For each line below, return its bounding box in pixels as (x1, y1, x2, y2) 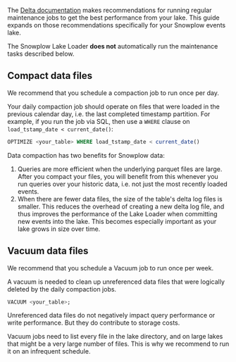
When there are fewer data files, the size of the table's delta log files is (17, 194, 223, 203)
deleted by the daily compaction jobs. (7, 285, 117, 293)
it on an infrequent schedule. (7, 347, 91, 356)
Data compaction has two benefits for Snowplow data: (7, 151, 166, 159)
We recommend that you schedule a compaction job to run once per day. (7, 88, 220, 97)
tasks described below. (7, 49, 75, 58)
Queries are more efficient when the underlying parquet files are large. (17, 165, 223, 173)
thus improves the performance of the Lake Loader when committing (17, 209, 218, 218)
